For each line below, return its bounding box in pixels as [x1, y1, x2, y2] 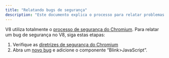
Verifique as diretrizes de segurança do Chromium [12, 41, 118, 47]
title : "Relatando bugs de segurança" [5, 7, 87, 13]
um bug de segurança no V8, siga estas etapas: [5, 32, 106, 38]
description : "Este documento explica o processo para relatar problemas [5, 12, 165, 17]
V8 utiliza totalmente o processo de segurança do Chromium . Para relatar [5, 26, 159, 32]
